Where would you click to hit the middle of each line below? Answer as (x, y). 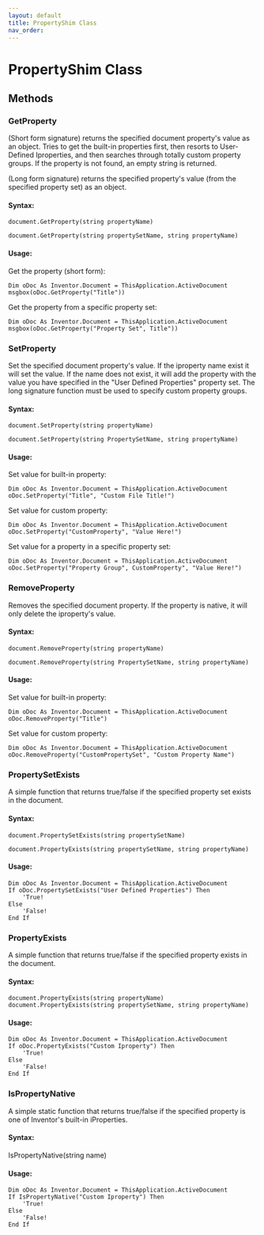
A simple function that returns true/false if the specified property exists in (128, 955)
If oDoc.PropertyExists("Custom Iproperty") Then (92, 1046)
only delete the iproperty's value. (62, 613)
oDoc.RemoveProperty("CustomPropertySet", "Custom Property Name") (122, 755)
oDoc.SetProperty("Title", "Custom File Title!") (92, 496)
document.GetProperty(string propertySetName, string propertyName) (123, 236)
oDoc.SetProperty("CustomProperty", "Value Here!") (95, 532)
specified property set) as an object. (68, 188)
